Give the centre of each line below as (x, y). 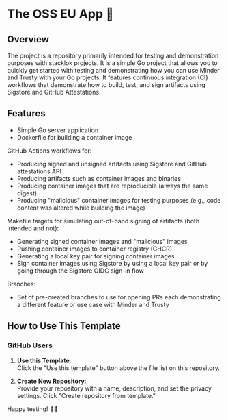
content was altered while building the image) (81, 208)
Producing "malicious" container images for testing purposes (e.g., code (119, 200)
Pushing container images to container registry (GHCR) (95, 249)
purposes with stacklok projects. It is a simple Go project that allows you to (112, 63)
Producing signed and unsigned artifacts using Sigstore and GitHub (112, 164)
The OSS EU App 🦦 (60, 14)
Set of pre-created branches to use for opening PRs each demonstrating (119, 297)
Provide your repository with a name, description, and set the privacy (114, 388)
